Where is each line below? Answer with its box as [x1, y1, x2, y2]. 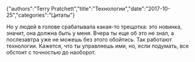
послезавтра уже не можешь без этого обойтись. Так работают [6, 36, 173, 43]
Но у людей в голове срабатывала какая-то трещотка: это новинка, [6, 23, 182, 30]
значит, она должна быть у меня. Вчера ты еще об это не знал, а [6, 29, 174, 37]
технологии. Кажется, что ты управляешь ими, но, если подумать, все [6, 42, 190, 49]
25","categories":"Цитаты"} [6, 11, 75, 19]
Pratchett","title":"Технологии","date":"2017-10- [51, 5, 171, 12]
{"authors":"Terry [6, 5, 50, 12]
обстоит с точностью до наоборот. [6, 49, 96, 56]
